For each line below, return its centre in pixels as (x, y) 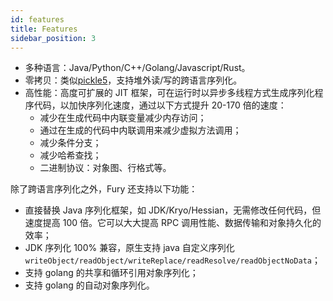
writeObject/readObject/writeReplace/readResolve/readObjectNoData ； (172, 260)
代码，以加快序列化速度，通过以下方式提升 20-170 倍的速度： (160, 105)
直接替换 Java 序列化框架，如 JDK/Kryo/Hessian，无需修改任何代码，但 (173, 210)
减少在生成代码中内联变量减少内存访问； (123, 118)
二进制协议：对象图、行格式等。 (105, 168)
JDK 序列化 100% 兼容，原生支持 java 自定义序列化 (129, 248)
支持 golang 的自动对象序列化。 (89, 285)
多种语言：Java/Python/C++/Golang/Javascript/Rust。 (137, 68)
